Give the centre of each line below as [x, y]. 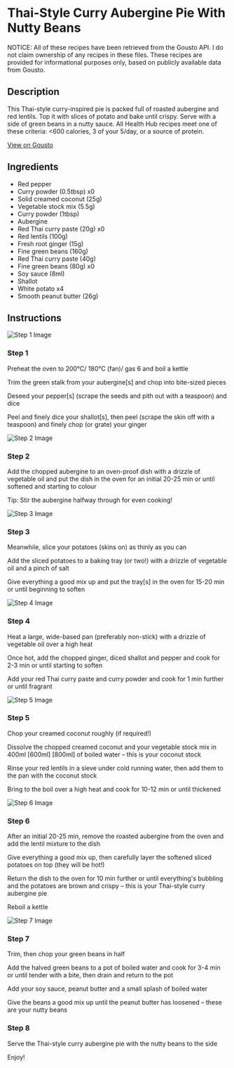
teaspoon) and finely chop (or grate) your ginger [77, 424]
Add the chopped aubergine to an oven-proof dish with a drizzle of [104, 471]
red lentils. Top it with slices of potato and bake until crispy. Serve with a [112, 116]
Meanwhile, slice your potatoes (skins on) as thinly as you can [97, 547]
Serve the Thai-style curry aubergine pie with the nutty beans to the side [112, 1043]
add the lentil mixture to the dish [54, 844]
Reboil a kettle [28, 907]
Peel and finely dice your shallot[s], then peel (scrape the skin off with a [111, 417]
